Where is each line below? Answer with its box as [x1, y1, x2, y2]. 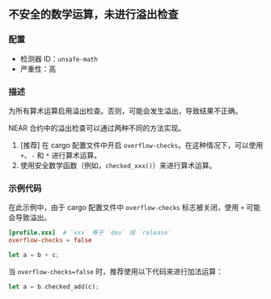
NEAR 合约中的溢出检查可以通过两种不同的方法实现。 [8, 123, 186, 133]
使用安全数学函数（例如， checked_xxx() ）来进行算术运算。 [19, 160, 217, 170]
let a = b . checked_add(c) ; [8, 282, 100, 291]
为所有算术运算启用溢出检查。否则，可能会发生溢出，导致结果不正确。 [8, 106, 243, 116]
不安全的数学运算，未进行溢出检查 [8, 7, 179, 22]
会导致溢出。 [8, 213, 51, 222]
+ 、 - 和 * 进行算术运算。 [19, 150, 102, 160]
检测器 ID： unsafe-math [19, 53, 99, 63]
